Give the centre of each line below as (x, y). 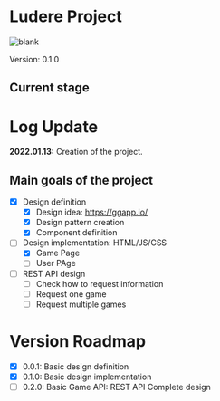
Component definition (77, 233)
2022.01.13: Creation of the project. (76, 152)
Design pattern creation (80, 223)
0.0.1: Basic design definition (76, 366)
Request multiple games (81, 304)
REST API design (54, 273)
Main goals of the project (81, 180)
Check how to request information (100, 283)
